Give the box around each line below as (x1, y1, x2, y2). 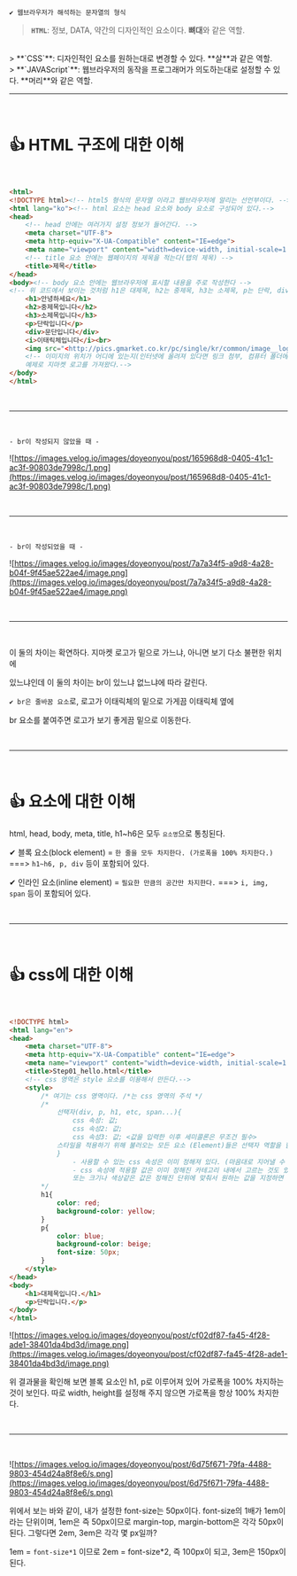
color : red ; (56, 1199, 101, 1207)
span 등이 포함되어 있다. (9, 888, 91, 898)
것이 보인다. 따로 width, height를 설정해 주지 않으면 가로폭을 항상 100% (9, 1387, 256, 1398)
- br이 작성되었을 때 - (9, 542, 84, 551)
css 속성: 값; (72, 1116, 119, 1125)
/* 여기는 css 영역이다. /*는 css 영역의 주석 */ (41, 1091, 203, 1100)
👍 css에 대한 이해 (9, 965, 134, 985)
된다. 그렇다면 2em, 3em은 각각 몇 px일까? (9, 1527, 157, 1539)
